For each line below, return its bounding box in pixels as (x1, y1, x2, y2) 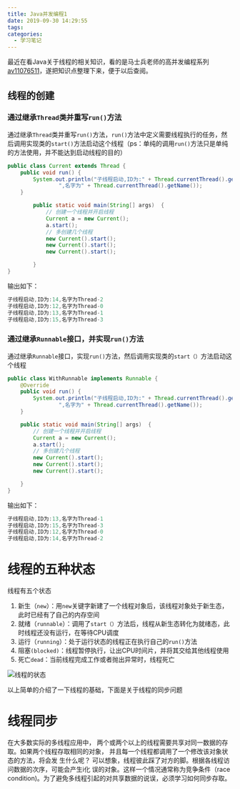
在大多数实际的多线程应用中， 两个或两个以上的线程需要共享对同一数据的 (7, 738, 222, 747)
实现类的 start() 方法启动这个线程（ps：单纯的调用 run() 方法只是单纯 (26, 139, 229, 147)
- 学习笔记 (14, 37, 42, 44)
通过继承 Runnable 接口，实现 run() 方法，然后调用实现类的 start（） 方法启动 (7, 352, 226, 360)
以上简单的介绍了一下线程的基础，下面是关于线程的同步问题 (7, 685, 183, 694)
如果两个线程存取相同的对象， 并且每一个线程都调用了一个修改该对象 (19, 748, 222, 756)
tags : (7, 24, 24, 31)
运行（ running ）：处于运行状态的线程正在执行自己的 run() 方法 (17, 637, 198, 646)
